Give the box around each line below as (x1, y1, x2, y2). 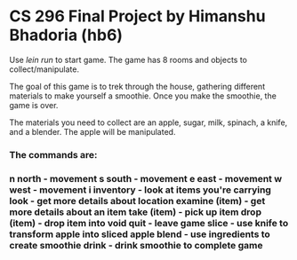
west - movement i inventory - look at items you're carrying (9, 184, 271, 196)
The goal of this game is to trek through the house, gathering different (9, 81, 265, 91)
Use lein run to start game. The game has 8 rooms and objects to (9, 54, 247, 65)
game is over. (9, 99, 59, 110)
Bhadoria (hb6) (9, 25, 123, 45)
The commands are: (9, 148, 98, 161)
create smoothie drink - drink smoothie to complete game (9, 239, 263, 251)
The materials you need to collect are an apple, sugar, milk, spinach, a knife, (9, 117, 288, 128)
